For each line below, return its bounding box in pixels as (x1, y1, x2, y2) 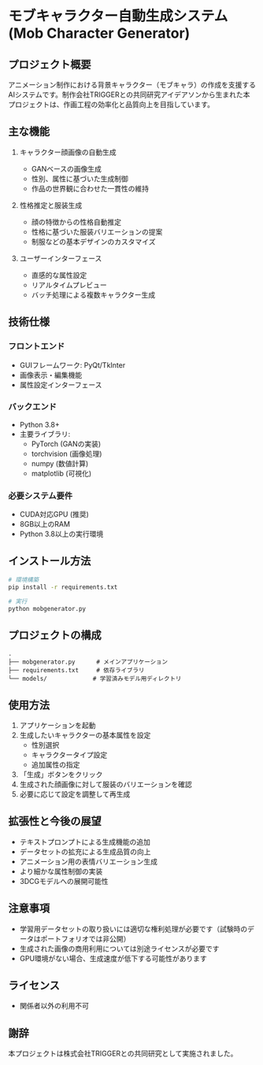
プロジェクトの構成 (8, 628, 102, 642)
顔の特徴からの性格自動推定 (31, 217, 122, 227)
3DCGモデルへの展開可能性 (19, 876, 109, 886)
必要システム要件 (8, 490, 73, 501)
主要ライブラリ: (19, 429, 71, 438)
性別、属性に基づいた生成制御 (31, 174, 128, 183)
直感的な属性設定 (31, 270, 87, 279)
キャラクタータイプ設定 (31, 750, 108, 760)
